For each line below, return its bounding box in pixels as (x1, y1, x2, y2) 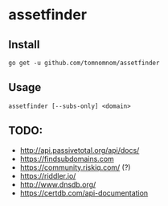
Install (8, 38, 40, 51)
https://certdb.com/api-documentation (19, 187, 149, 198)
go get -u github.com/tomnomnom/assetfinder (8, 59, 160, 67)
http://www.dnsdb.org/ (19, 179, 96, 189)
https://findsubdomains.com (19, 154, 114, 163)
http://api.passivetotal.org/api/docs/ (19, 145, 140, 154)
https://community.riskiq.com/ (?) (19, 163, 131, 172)
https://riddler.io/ (19, 171, 76, 180)
